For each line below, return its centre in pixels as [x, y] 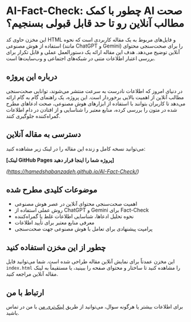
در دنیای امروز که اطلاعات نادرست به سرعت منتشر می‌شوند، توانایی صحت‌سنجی [94, 91]
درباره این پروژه [32, 77]
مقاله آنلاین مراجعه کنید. [32, 274]
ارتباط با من [25, 292]
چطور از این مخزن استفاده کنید [56, 247]
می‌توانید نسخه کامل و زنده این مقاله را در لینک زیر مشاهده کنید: [76, 149]
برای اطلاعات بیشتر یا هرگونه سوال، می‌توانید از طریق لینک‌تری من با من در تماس [95, 306]
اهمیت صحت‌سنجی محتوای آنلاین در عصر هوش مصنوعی [76, 204]
